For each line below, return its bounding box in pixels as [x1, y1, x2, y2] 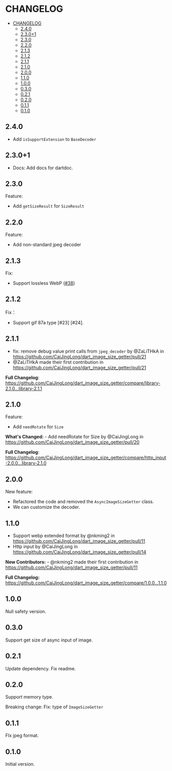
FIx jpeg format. [5, 732, 39, 739]
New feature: [5, 489, 33, 495]
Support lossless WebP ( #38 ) [12, 280, 75, 286]
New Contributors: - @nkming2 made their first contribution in [5, 559, 139, 565]
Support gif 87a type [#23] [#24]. [12, 319, 84, 325]
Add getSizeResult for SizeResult [12, 203, 85, 209]
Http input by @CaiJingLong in [12, 543, 78, 550]
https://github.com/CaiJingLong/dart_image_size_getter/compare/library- [5, 380, 161, 386]
